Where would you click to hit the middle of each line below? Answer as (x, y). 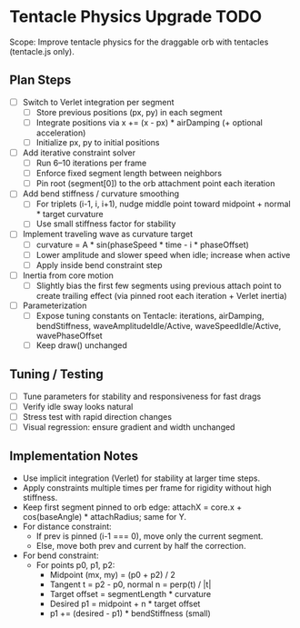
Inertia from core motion (68, 275)
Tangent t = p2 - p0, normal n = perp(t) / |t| (130, 584)
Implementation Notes (74, 456)
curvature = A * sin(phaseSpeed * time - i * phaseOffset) (143, 244)
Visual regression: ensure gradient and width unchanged (129, 427)
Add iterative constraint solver (79, 153)
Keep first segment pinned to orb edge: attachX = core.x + (132, 507)
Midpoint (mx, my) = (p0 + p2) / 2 (112, 574)
